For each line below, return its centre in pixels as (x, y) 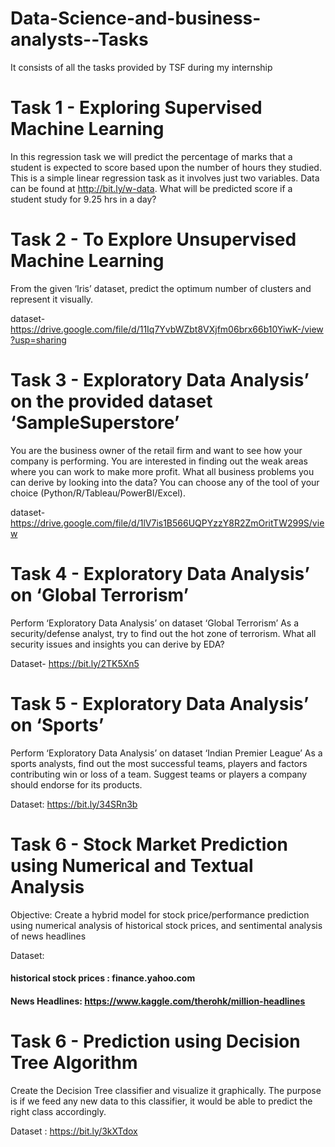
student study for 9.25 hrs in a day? (83, 199)
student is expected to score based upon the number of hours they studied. (166, 167)
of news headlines (48, 936)
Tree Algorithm (74, 1062)
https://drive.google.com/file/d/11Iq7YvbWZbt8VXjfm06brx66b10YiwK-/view (167, 329)
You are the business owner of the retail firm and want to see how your (156, 450)
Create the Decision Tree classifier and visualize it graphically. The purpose (166, 1090)
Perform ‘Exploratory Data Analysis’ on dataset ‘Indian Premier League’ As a (166, 753)
